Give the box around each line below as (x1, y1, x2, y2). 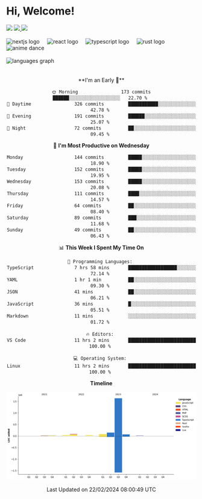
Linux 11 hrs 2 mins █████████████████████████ (7, 363, 196, 369)
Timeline (90, 379, 113, 386)
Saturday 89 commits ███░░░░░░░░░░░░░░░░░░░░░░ (7, 215, 196, 221)
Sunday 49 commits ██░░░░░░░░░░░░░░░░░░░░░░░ (7, 227, 196, 233)
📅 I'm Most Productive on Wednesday (53, 142, 150, 149)
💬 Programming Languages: (67, 258, 133, 264)
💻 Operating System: (73, 355, 127, 361)
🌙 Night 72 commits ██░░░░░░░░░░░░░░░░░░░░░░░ (7, 125, 196, 131)
